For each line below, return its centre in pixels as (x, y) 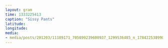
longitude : (16, 28)
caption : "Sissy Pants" (30, 19)
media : (12, 33)
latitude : (15, 24)
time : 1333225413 (23, 14)
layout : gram (19, 10)
